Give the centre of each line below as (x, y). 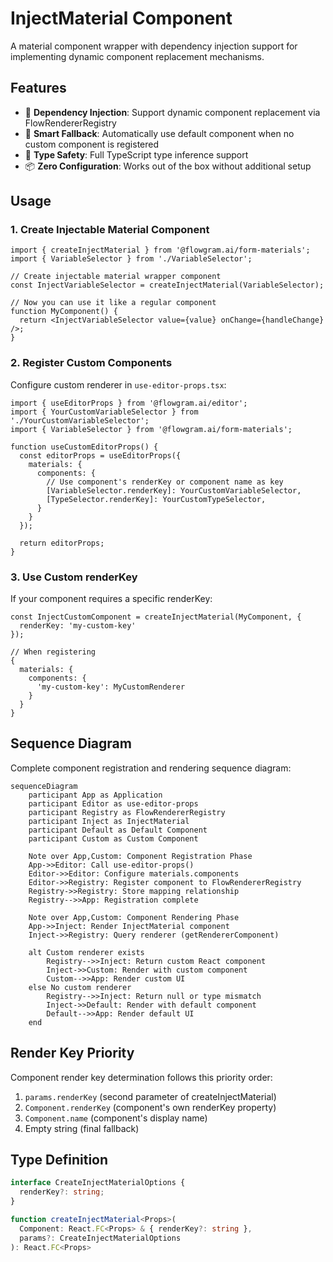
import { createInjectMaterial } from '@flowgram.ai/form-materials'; (160, 250)
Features (38, 88)
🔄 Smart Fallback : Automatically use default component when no (159, 133)
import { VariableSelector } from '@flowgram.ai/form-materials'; (151, 429)
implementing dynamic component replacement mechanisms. (137, 56)
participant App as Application (95, 795)
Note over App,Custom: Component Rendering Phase (134, 917)
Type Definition (59, 1160)
